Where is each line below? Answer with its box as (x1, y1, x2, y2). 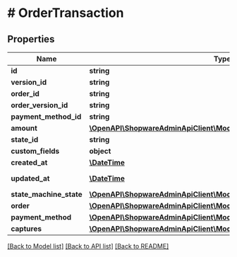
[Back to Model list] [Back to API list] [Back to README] (7, 242, 169, 250)
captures (11, 224, 42, 234)
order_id (11, 89, 40, 98)
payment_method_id (11, 112, 82, 121)
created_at (11, 157, 48, 167)
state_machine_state (11, 189, 83, 199)
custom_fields (11, 146, 60, 156)
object (89, 146, 111, 156)
